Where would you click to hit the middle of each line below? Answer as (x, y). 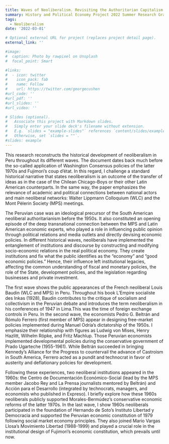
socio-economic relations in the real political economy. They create (75, 250)
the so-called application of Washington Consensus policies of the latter (80, 165)
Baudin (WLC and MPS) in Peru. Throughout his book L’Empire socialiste (80, 293)
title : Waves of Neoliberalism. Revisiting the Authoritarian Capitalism (84, 10)
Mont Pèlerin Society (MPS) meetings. (45, 203)
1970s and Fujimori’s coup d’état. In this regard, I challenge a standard (77, 171)
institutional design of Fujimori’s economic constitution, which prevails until (83, 431)
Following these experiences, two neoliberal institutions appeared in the (80, 372)
